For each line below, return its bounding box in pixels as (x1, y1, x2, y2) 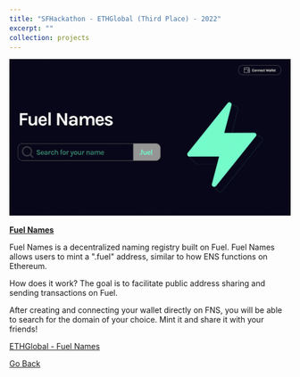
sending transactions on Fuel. (9, 288, 119, 299)
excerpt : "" (9, 23, 54, 33)
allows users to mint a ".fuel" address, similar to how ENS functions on (9, 251, 268, 262)
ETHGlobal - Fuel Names (9, 341, 101, 352)
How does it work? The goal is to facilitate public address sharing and (9, 278, 266, 289)
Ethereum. (9, 261, 47, 272)
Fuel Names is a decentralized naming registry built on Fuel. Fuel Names (9, 242, 275, 253)
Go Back (9, 358, 41, 369)
